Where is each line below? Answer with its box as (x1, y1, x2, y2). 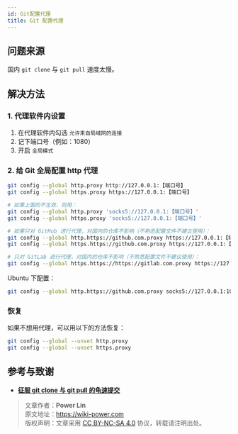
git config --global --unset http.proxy (7, 338, 129, 345)
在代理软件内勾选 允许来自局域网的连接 (17, 128, 123, 137)
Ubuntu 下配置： (7, 274, 56, 282)
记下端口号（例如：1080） (17, 138, 94, 145)
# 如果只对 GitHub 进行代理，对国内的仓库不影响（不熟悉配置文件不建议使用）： (7, 228, 211, 235)
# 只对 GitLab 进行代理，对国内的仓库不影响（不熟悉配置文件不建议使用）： (7, 253, 200, 261)
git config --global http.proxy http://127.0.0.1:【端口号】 (7, 182, 186, 189)
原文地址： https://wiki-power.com (24, 409, 124, 418)
